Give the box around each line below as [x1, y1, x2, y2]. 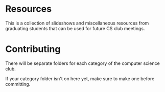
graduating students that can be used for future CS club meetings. [5, 25, 145, 31]
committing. [5, 81, 31, 87]
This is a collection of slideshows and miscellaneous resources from [5, 20, 149, 26]
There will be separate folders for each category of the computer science [5, 60, 160, 66]
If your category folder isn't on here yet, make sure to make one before [5, 75, 155, 82]
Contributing [5, 43, 61, 55]
